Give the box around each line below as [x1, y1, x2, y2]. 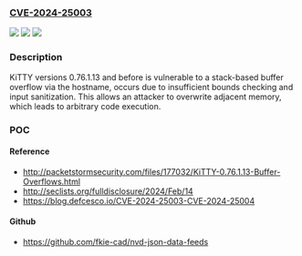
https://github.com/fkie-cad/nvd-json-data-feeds [22, 236, 209, 247]
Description [9, 51, 63, 64]
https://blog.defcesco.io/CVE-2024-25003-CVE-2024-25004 [22, 195, 255, 206]
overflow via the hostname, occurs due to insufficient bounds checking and [9, 81, 294, 92]
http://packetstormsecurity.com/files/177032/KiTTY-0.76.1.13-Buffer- [22, 166, 281, 177]
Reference [9, 146, 50, 157]
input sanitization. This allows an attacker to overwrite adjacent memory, [9, 91, 282, 102]
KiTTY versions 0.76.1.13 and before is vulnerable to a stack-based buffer [9, 71, 285, 83]
